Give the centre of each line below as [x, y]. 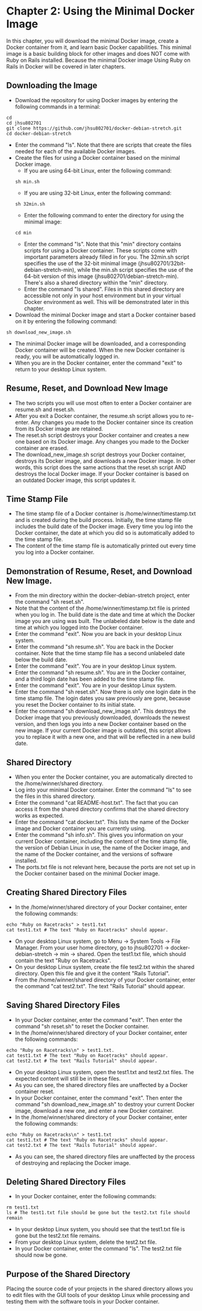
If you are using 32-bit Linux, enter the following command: [98, 193]
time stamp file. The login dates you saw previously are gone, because [103, 698]
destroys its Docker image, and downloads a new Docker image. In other [105, 461]
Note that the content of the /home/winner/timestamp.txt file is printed [102, 608]
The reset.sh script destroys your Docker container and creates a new [102, 435]
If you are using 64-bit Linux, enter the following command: [98, 170]
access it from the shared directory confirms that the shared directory [102, 809]
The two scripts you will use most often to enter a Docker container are [103, 403]
